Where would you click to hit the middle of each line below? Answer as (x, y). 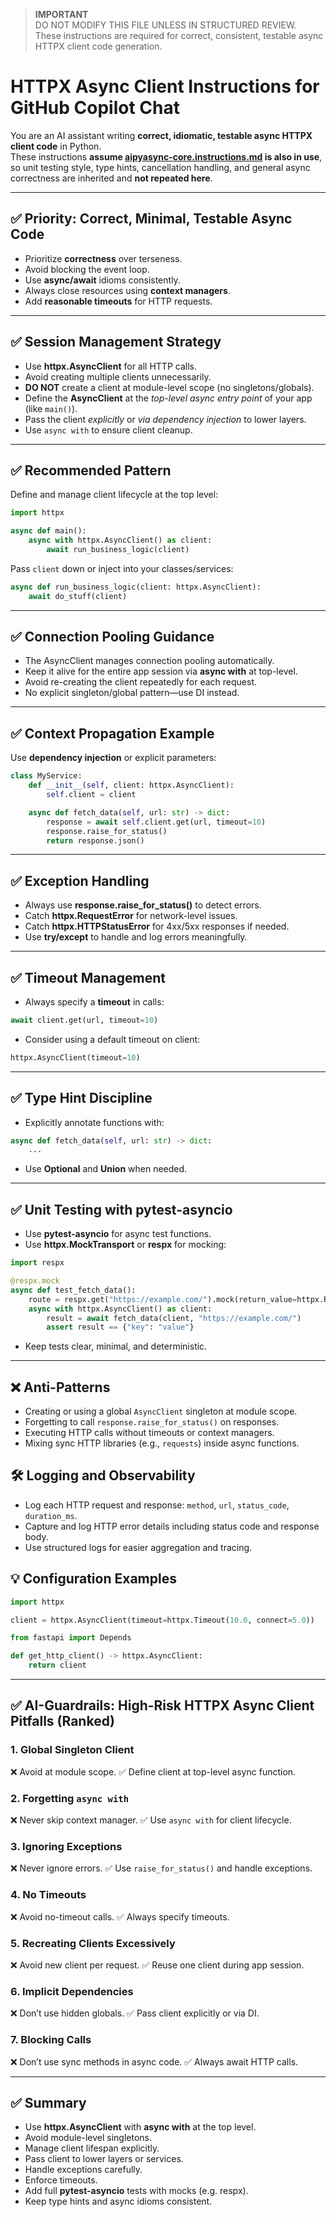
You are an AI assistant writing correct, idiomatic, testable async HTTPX (161, 135)
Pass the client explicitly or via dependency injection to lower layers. (165, 419)
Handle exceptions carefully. (83, 2170)
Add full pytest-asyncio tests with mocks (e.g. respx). (136, 2191)
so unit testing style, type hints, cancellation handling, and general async (160, 167)
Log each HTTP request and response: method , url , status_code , (157, 1505)
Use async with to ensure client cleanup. (108, 430)
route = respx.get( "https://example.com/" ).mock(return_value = (163, 1299)
